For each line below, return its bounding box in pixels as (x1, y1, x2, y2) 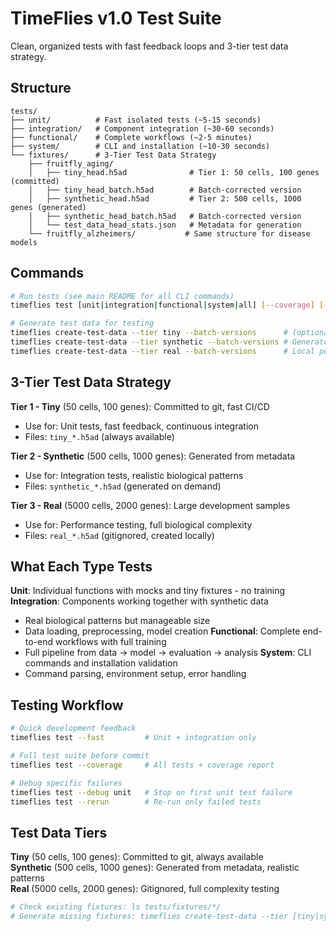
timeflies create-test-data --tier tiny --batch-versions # (10, 328, 288, 338)
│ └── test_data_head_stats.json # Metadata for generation (28, 220, 302, 230)
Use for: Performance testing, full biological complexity (24, 518, 253, 531)
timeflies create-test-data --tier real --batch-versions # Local (10, 346, 315, 356)
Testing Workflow (10, 697, 124, 714)
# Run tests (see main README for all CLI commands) (10, 291, 235, 301)
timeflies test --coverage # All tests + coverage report (10, 760, 275, 770)
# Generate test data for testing (10, 318, 155, 329)
